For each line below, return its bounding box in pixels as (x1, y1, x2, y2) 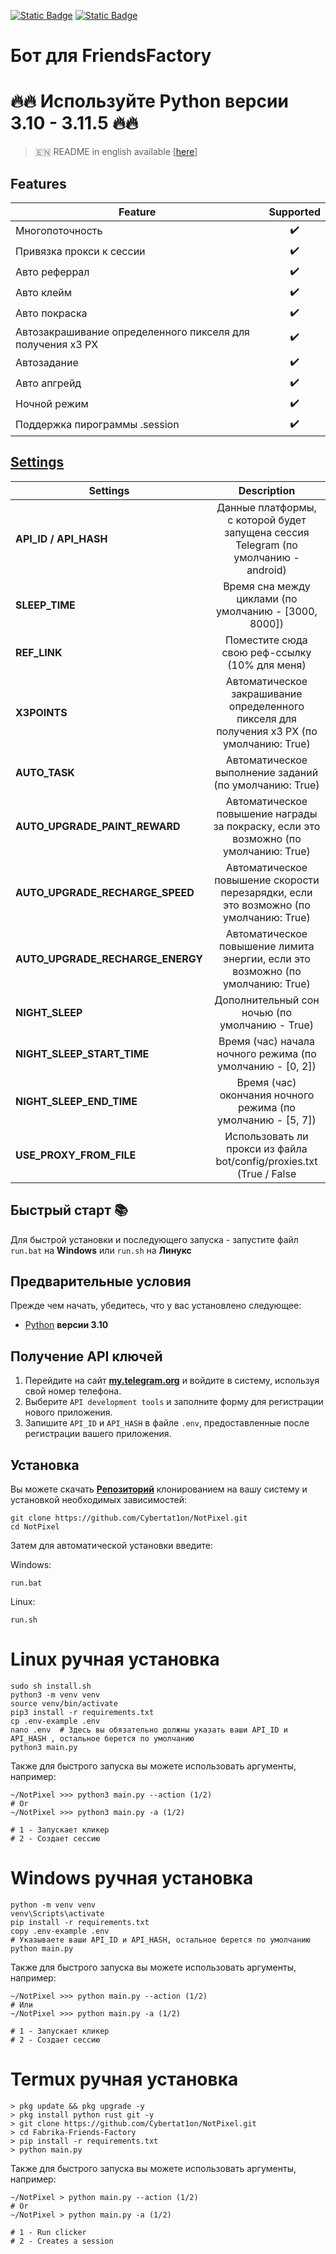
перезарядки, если (220, 885, 313, 899)
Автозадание (15, 356, 79, 370)
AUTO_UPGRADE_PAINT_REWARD (15, 819, 181, 833)
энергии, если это (223, 951, 311, 965)
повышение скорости (214, 873, 320, 887)
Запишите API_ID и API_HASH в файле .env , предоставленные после (24, 1417, 310, 1429)
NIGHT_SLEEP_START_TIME (15, 1046, 150, 1060)
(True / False (236, 1166, 297, 1180)
